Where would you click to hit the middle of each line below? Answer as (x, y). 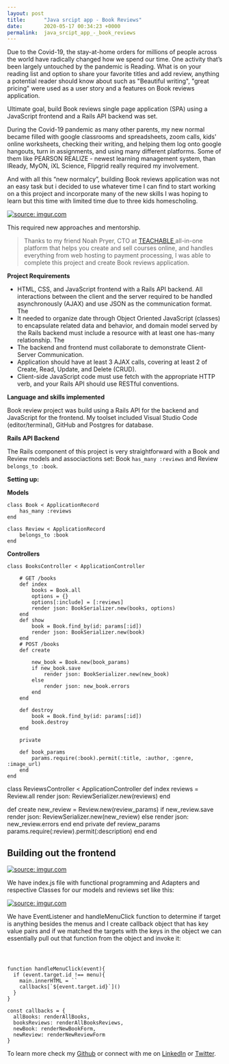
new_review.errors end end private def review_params (84, 824)
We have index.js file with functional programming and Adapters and (104, 883)
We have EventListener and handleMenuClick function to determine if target (114, 917)
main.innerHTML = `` (49, 981)
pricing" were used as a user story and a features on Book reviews (101, 88)
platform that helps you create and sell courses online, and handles (118, 248)
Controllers (24, 554)
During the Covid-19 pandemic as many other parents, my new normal (106, 129)
